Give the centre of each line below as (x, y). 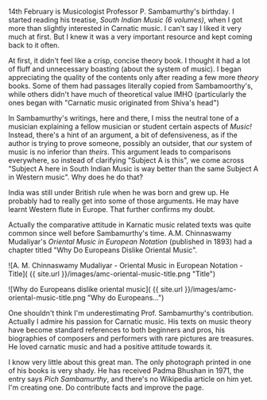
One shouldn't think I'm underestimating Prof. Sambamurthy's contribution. (131, 313)
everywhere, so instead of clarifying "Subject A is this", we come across (126, 160)
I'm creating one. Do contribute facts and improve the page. (106, 387)
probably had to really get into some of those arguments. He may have (124, 201)
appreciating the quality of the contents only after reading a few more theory (133, 77)
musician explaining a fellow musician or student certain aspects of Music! (130, 127)
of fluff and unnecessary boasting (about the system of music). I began (125, 69)
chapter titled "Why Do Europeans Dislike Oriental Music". (103, 250)
